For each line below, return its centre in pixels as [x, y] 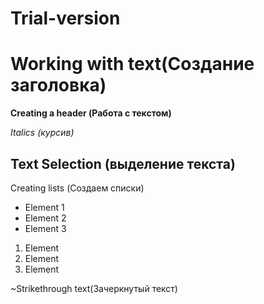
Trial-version [65, 18]
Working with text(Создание [132, 64]
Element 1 [44, 207]
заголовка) [58, 85]
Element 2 [45, 218]
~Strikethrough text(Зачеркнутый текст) [94, 288]
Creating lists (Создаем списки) [77, 188]
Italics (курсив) [42, 133]
